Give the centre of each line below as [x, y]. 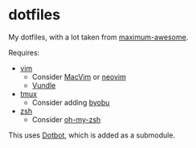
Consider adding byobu [71, 102]
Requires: [24, 52]
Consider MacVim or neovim [79, 76]
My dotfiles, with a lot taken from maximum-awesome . [98, 37]
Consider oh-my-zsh [66, 119]
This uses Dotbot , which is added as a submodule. [92, 135]
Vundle [44, 85]
